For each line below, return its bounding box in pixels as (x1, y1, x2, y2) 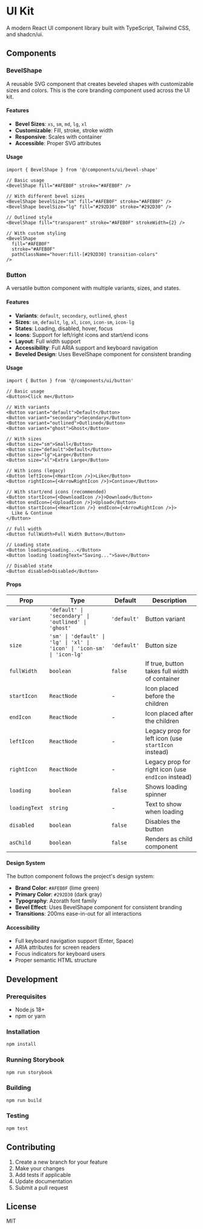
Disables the (144, 817, 181, 826)
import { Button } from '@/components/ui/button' (6, 377, 134, 383)
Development (6, 974, 59, 984)
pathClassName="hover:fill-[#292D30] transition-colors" (11, 252, 158, 258)
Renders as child (144, 835, 193, 843)
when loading (144, 807, 184, 816)
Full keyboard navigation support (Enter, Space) (14, 937, 134, 945)
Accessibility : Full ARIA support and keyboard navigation (14, 344, 158, 351)
